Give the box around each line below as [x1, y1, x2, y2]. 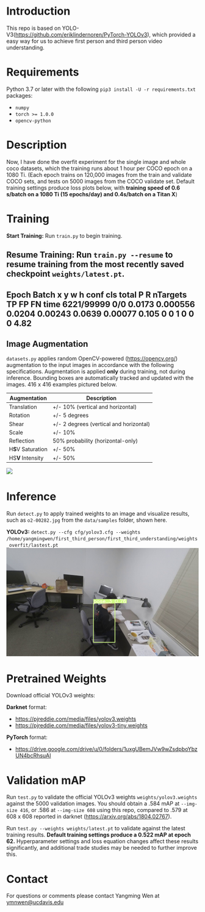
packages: [6, 91, 33, 99]
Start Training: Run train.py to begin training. [6, 232, 123, 239]
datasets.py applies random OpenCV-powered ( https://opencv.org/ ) [6, 355, 178, 362]
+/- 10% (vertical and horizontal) [52, 404, 137, 411]
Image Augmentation [6, 338, 88, 349]
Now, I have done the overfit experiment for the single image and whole [6, 158, 186, 165]
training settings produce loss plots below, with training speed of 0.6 [6, 184, 181, 191]
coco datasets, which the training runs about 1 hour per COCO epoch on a [6, 165, 192, 172]
